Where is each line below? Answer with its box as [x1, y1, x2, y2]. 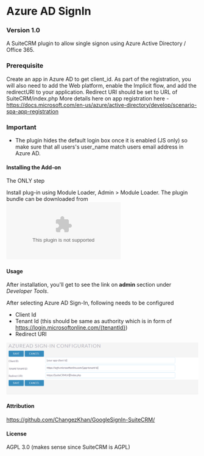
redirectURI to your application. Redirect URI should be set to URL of [6, 88, 178, 96]
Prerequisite [6, 61, 44, 70]
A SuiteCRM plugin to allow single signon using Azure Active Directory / [6, 40, 186, 47]
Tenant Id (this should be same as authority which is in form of [15, 318, 172, 325]
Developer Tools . [6, 287, 49, 295]
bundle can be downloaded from [6, 195, 88, 203]
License [6, 430, 27, 437]
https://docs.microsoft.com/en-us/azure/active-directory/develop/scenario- [6, 101, 197, 108]
